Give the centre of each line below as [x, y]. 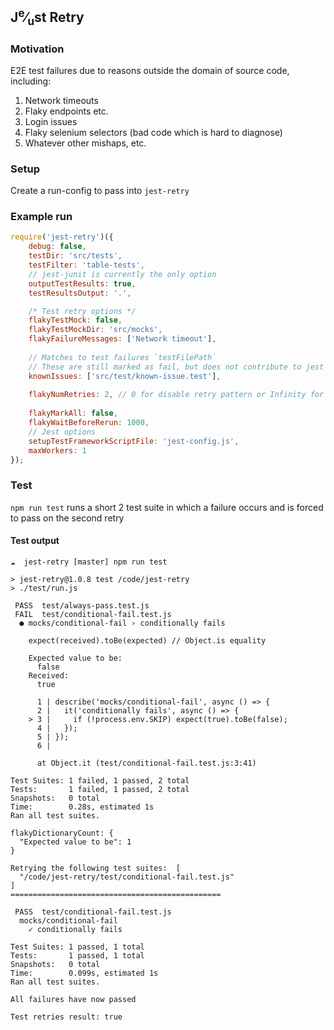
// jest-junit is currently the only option [122, 274]
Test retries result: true [66, 1017]
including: [31, 81]
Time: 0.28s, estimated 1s [82, 807]
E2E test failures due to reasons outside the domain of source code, [150, 70]
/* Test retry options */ [82, 311]
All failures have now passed [73, 999]
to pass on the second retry [67, 518]
